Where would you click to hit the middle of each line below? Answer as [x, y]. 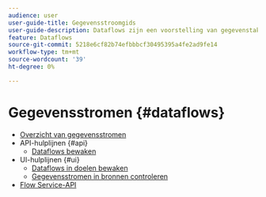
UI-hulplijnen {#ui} [50, 159]
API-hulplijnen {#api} [54, 143]
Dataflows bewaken [64, 151]
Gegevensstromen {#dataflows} [117, 112]
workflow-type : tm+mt [44, 52]
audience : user [33, 15]
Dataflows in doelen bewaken [80, 168]
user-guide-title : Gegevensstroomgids [72, 23]
